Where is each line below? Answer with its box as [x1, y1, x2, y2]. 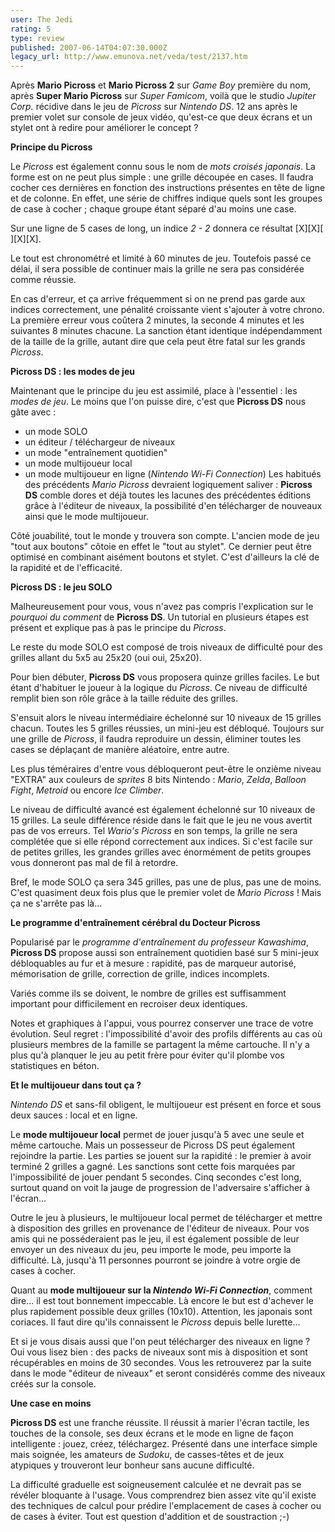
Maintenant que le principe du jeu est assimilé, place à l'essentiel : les [10, 385, 298, 397]
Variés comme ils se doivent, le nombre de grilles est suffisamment [10, 987, 287, 1000]
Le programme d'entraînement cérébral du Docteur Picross [10, 917, 261, 929]
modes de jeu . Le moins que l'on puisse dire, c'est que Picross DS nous [10, 396, 307, 408]
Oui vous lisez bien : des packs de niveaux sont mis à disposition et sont [10, 1346, 308, 1358]
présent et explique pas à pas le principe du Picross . [10, 622, 227, 634]
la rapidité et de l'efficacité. [10, 562, 123, 574]
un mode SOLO [24, 426, 88, 438]
